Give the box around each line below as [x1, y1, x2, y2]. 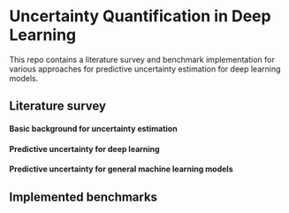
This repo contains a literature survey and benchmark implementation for [9, 54, 276, 65]
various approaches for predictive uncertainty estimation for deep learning [9, 64, 281, 74]
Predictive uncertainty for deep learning [9, 143, 161, 154]
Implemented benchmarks [9, 189, 157, 204]
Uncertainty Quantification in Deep [9, 6, 271, 27]
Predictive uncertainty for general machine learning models [9, 164, 233, 174]
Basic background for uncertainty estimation [9, 123, 179, 133]
